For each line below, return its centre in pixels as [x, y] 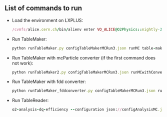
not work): [22, 63]
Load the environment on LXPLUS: [47, 20]
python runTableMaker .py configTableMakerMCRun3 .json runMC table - [83, 48]
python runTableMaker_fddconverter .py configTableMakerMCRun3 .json [83, 91]
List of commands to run [43, 8]
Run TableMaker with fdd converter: [49, 81]
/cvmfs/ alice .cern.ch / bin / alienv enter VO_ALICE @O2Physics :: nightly [85, 29]
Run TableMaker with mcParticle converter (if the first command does [84, 57]
